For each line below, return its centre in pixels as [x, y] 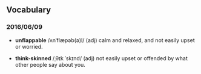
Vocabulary [29, 10]
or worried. [29, 46]
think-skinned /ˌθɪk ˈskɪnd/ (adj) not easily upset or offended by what [101, 58]
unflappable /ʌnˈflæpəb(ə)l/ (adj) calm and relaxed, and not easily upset [105, 40]
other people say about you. [50, 64]
